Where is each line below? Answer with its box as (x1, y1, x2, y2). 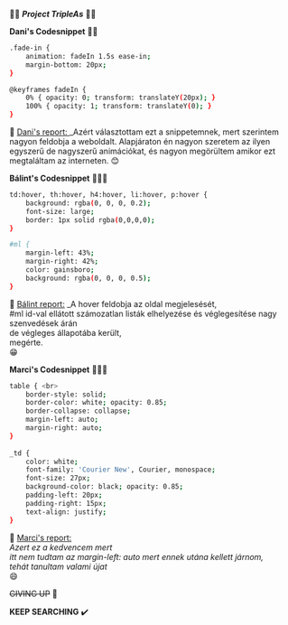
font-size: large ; (25, 207, 95, 216)
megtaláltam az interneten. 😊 (9, 155, 120, 166)
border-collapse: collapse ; (25, 406, 131, 415)
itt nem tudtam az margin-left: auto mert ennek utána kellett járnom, (9, 551, 265, 562)
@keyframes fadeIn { (9, 85, 88, 94)
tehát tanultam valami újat (9, 561, 108, 572)
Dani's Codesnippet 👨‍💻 (9, 26, 98, 36)
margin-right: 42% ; (25, 257, 99, 266)
